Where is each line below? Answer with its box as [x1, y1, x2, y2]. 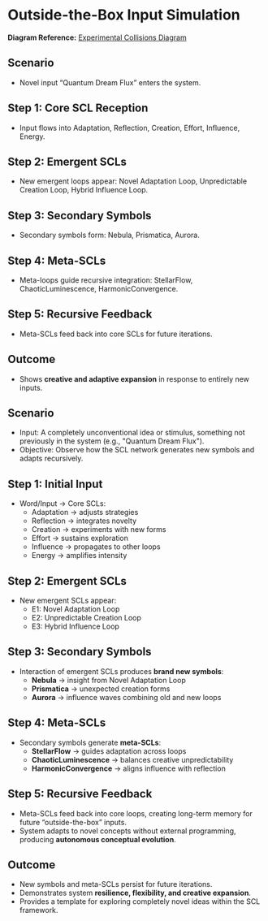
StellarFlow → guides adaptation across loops [31, 746, 187, 756]
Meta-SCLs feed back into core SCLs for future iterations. [19, 329, 213, 339]
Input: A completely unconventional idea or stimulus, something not [19, 428, 245, 438]
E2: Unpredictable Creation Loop [31, 613, 141, 623]
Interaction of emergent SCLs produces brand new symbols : [19, 666, 224, 676]
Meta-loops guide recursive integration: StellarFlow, [19, 275, 193, 285]
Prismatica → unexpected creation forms [31, 684, 171, 694]
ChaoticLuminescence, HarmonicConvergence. [19, 284, 179, 293]
